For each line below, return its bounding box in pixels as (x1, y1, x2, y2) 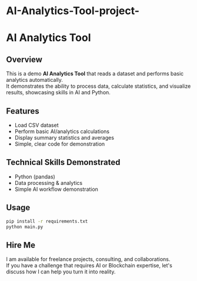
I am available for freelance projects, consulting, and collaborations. (6, 256, 171, 263)
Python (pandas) (14, 173, 56, 180)
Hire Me (6, 240, 35, 250)
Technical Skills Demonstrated (6, 157, 121, 167)
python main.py (6, 224, 44, 230)
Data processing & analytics (14, 179, 83, 186)
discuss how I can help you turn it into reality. (6, 268, 116, 275)
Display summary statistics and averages (14, 134, 115, 141)
